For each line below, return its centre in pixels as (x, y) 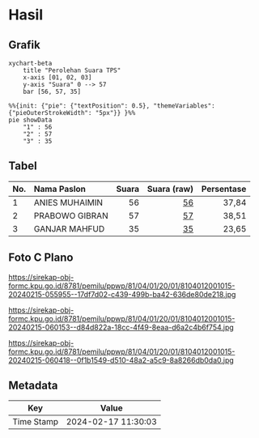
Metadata (33, 386)
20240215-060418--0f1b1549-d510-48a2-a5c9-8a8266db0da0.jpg (121, 360)
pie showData (30, 120)
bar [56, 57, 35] (52, 91)
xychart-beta (30, 63)
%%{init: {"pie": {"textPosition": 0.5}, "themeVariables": (112, 106)
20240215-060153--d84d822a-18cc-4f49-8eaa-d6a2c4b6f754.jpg (121, 327)
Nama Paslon (60, 189)
